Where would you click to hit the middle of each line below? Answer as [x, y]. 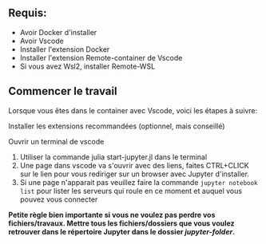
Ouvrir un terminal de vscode [56, 141]
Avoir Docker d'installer [58, 32]
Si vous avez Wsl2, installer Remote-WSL [87, 66]
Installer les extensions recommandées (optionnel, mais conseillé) [117, 126]
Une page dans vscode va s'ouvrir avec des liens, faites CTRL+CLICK [134, 165]
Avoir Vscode [42, 41]
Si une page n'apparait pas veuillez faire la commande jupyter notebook [139, 182]
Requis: [28, 13]
